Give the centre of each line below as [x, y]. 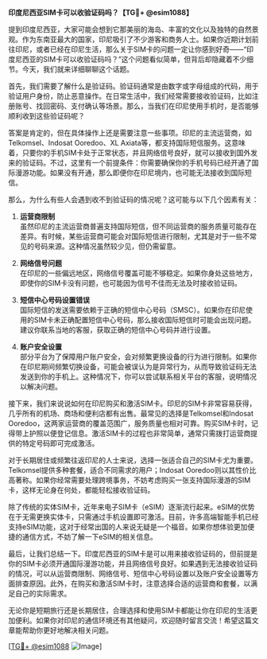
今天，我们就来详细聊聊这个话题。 [77, 69]
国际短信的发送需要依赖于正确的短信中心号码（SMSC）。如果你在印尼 [133, 310]
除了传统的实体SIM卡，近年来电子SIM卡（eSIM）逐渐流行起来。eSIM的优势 [132, 507]
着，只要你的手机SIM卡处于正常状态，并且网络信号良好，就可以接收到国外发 [133, 153]
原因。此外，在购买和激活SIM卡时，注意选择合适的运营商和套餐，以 [140, 583]
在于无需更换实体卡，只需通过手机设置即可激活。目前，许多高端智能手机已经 [133, 517]
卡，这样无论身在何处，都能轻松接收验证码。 [81, 490]
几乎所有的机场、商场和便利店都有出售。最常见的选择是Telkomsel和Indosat [131, 413]
